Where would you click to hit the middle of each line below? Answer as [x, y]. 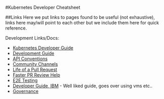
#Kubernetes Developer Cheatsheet [43, 7]
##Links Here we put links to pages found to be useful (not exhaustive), [80, 17]
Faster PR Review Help [36, 75]
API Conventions [30, 59]
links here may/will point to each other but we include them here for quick [82, 23]
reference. [16, 28]
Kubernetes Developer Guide [43, 48]
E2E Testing [25, 80]
